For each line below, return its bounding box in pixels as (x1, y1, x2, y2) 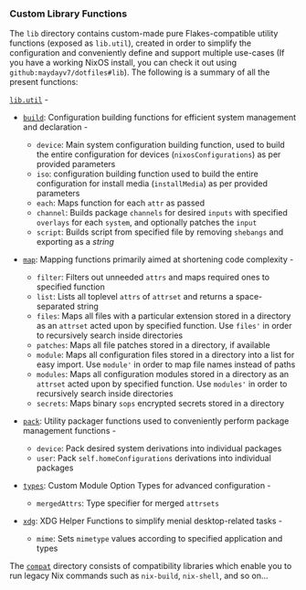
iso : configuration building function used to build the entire (36, 168, 259, 180)
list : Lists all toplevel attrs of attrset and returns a (36, 291, 234, 302)
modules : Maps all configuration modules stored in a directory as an (36, 369, 290, 380)
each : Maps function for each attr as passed (36, 197, 206, 208)
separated (36, 300, 76, 312)
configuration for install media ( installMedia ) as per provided (36, 178, 268, 189)
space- (235, 291, 263, 302)
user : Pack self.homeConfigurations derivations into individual (36, 453, 271, 464)
